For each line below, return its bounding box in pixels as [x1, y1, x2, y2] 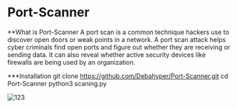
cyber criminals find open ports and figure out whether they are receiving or [7, 43, 231, 51]
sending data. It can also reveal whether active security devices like [7, 50, 206, 59]
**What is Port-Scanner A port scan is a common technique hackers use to [7, 28, 230, 36]
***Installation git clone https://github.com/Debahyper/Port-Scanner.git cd [7, 72, 228, 80]
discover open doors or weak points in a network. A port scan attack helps [7, 35, 226, 43]
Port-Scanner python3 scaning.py [7, 79, 107, 87]
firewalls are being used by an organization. [7, 58, 136, 66]
